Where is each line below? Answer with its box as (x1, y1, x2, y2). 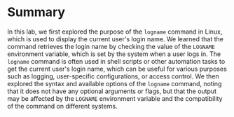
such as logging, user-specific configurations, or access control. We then (7, 71, 219, 81)
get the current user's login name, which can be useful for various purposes (7, 64, 228, 73)
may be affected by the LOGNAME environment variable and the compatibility (7, 94, 223, 102)
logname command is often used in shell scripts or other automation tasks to (7, 57, 226, 65)
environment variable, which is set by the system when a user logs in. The (7, 50, 221, 58)
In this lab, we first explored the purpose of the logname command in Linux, (7, 27, 223, 36)
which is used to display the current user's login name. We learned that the (7, 34, 224, 43)
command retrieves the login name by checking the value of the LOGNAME (7, 42, 215, 50)
